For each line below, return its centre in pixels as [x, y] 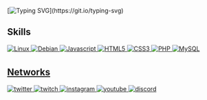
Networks [29, 72]
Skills [19, 32]
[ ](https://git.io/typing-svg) [65, 11]
